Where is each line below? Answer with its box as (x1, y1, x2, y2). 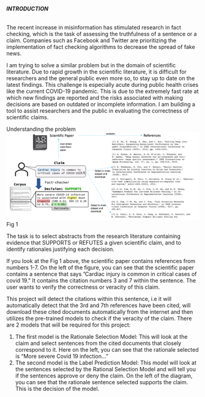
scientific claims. (6, 114, 49, 121)
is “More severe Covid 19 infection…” (15, 352, 109, 360)
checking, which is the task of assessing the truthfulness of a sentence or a (6, 31, 197, 38)
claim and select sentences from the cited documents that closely (15, 339, 182, 347)
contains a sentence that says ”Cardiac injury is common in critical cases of (6, 270, 197, 278)
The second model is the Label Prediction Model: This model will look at (15, 358, 197, 366)
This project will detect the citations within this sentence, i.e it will (6, 295, 172, 302)
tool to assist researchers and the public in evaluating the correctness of (6, 107, 189, 114)
